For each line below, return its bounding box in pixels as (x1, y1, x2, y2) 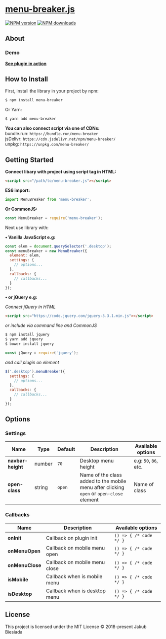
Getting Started (5, 156, 54, 164)
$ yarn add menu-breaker (5, 116, 56, 121)
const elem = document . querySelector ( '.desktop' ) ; (5, 243, 112, 249)
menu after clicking (80, 484, 124, 491)
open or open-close (80, 490, 123, 497)
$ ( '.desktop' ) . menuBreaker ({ (5, 369, 65, 374)
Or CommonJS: (5, 206, 38, 212)
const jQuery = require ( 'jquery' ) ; (5, 350, 79, 355)
